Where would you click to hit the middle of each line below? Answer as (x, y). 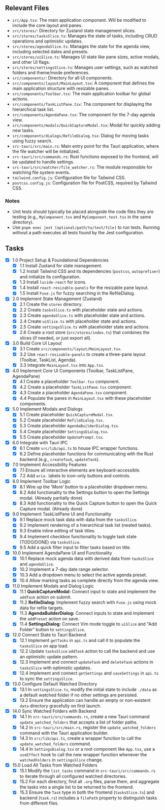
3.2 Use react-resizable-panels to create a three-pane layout (82, 354)
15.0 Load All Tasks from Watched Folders (55, 765)
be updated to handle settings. (43, 162)
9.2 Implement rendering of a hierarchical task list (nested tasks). (86, 525)
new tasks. (23, 130)
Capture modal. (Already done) (51, 509)
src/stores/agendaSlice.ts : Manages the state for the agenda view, (81, 46)
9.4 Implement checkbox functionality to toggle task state (78, 536)
